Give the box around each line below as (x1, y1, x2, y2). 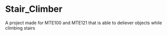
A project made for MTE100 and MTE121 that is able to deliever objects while (5, 20, 162, 26)
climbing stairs (5, 25, 35, 31)
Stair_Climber (5, 3, 63, 15)
